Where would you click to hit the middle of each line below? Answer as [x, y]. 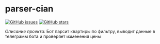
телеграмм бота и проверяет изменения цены [53, 36]
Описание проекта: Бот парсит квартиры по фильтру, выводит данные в [80, 31]
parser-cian [29, 9]
